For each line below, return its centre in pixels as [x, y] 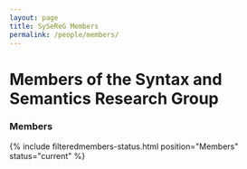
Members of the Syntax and [116, 79]
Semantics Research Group [114, 98]
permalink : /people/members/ [64, 34]
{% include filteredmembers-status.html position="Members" [124, 146]
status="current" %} [47, 155]
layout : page [34, 18]
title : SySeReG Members [54, 26]
